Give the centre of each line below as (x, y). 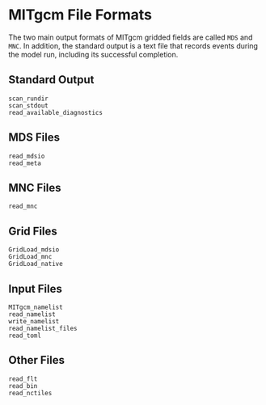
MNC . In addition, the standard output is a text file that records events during (133, 45)
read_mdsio (27, 156)
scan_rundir (28, 99)
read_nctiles (30, 393)
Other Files (37, 360)
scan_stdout (28, 105)
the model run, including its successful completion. (93, 54)
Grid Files (33, 231)
